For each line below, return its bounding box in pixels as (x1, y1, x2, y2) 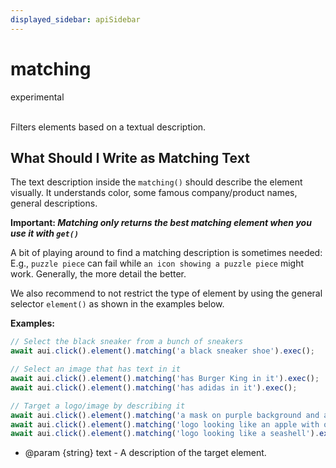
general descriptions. (10, 197, 98, 210)
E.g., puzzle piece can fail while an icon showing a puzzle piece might (10, 257, 305, 270)
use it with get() (10, 227, 80, 240)
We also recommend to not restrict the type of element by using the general (10, 287, 323, 300)
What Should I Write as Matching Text (10, 149, 250, 166)
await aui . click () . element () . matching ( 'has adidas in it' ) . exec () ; (10, 382, 298, 393)
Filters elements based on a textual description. (10, 121, 207, 133)
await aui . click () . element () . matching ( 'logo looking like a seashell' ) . (10, 429, 320, 439)
